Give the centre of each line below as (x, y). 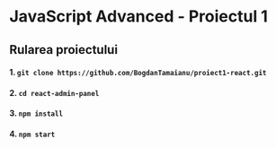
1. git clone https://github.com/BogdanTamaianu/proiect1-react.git (138, 73)
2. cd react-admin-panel (54, 92)
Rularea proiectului (64, 50)
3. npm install (36, 113)
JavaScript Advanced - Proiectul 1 (138, 17)
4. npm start (32, 134)
